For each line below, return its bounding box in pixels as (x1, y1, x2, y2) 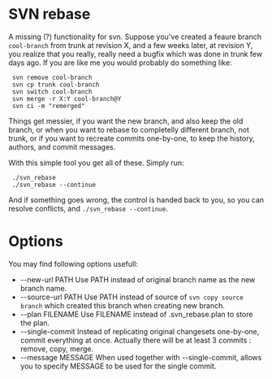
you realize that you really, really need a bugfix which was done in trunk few (8, 49, 262, 59)
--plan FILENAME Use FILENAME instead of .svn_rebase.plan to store (19, 309, 253, 319)
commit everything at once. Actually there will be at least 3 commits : (19, 335, 252, 345)
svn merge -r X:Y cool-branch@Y (11, 94, 122, 102)
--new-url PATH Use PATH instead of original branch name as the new (19, 274, 256, 285)
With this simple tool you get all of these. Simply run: (8, 158, 184, 168)
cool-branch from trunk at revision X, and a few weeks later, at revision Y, (8, 40, 253, 50)
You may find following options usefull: (8, 259, 138, 268)
